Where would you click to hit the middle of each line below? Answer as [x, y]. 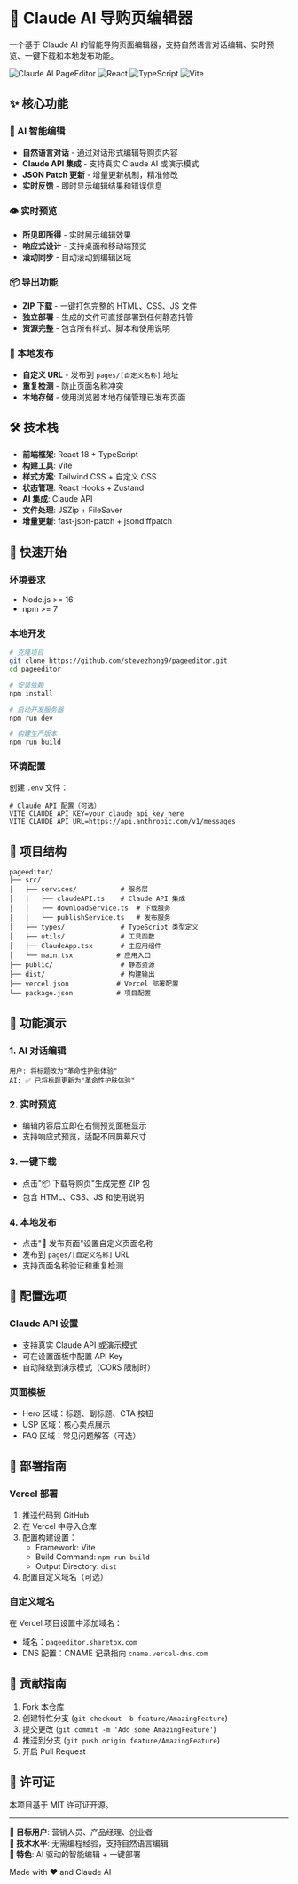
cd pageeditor [35, 669]
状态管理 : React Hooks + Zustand [83, 488]
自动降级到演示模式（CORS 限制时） [88, 1367]
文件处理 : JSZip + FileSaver [72, 510]
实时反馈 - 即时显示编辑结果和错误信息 [92, 185]
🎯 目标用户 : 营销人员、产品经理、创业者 [81, 1832]
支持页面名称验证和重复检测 [73, 1265]
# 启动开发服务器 [36, 709]
